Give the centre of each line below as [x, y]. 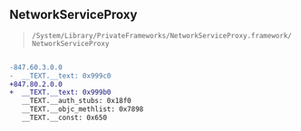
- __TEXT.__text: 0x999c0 [60, 76]
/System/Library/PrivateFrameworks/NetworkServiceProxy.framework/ [161, 35]
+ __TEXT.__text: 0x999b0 [60, 93]
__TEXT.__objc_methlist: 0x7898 [83, 109]
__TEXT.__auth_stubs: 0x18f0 [76, 101]
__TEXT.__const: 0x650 [64, 118]
